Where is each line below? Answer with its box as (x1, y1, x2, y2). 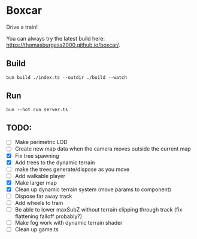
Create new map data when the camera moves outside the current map (14, 145, 191, 152)
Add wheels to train (14, 199, 63, 206)
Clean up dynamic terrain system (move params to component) (14, 186, 172, 193)
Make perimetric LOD (14, 139, 68, 146)
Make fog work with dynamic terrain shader (14, 219, 123, 226)
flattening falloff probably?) (14, 213, 83, 220)
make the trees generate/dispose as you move (14, 166, 130, 173)
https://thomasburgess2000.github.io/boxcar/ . (6, 41, 121, 48)
